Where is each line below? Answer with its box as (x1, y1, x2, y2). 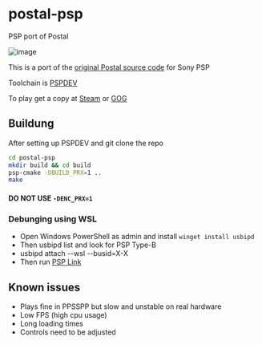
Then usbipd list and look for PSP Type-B (19, 240, 156, 250)
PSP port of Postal (8, 31, 69, 41)
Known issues (8, 280, 81, 294)
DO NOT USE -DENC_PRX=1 (8, 193, 93, 203)
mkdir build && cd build (8, 161, 91, 169)
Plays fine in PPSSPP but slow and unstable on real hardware (19, 302, 222, 311)
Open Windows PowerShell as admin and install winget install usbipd (19, 232, 255, 241)
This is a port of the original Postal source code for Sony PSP (8, 62, 210, 72)
